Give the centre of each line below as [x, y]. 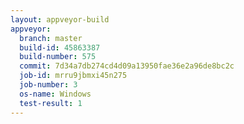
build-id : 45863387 [60, 47]
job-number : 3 [48, 85]
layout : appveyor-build [60, 19]
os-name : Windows [55, 94]
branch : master [51, 38]
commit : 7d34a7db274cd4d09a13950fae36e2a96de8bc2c [127, 66]
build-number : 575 [58, 57]
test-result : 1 [51, 103]
